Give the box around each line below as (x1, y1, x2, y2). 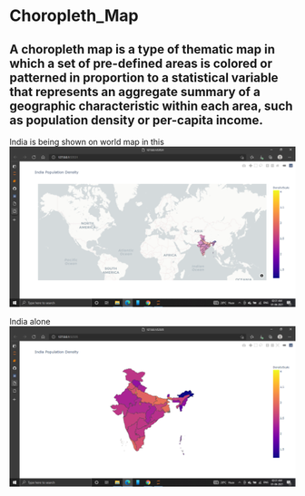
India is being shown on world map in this (9, 137, 165, 147)
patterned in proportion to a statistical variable (9, 70, 279, 85)
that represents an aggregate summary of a (9, 83, 261, 100)
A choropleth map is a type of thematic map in (9, 42, 275, 57)
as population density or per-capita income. (9, 112, 263, 128)
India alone (9, 316, 51, 326)
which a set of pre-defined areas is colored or (9, 55, 272, 71)
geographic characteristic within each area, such (9, 98, 293, 113)
